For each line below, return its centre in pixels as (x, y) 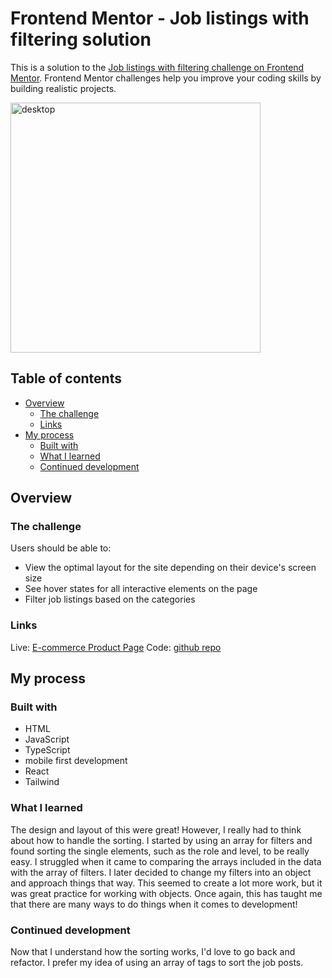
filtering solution (81, 39)
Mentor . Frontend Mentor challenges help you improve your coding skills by (166, 78)
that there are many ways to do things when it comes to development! (154, 904)
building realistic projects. (63, 88)
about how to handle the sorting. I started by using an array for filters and (161, 840)
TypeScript (47, 750)
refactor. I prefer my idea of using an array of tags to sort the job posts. (157, 963)
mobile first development (76, 761)
